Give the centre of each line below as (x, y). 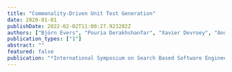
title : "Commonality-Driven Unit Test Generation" (81, 13)
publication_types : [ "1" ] (44, 39)
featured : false (30, 52)
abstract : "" (26, 45)
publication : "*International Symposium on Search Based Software (105, 58)
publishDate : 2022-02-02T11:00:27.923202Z (69, 26)
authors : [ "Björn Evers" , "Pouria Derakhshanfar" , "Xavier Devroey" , (109, 33)
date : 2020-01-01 (32, 20)
